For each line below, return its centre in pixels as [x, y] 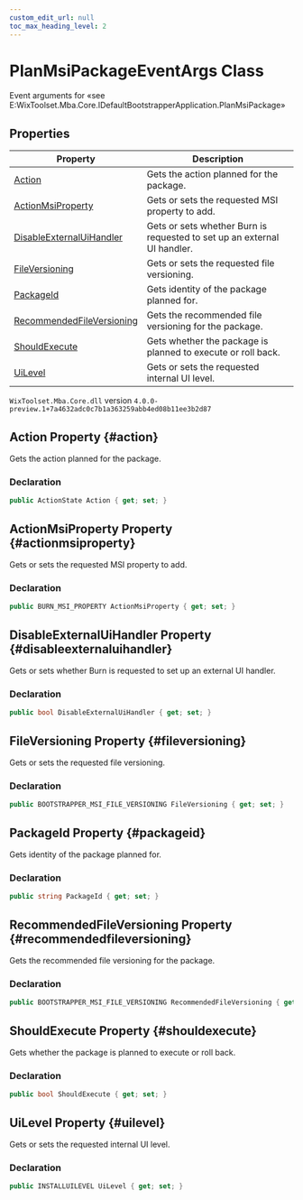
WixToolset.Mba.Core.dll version [71, 401]
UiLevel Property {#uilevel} [87, 1123]
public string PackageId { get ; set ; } [84, 897]
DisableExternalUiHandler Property [110, 635]
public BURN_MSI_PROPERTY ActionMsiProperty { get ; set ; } [123, 607]
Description [218, 159]
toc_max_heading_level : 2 [58, 26]
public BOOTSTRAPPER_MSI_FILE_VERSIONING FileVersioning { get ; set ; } [147, 805]
